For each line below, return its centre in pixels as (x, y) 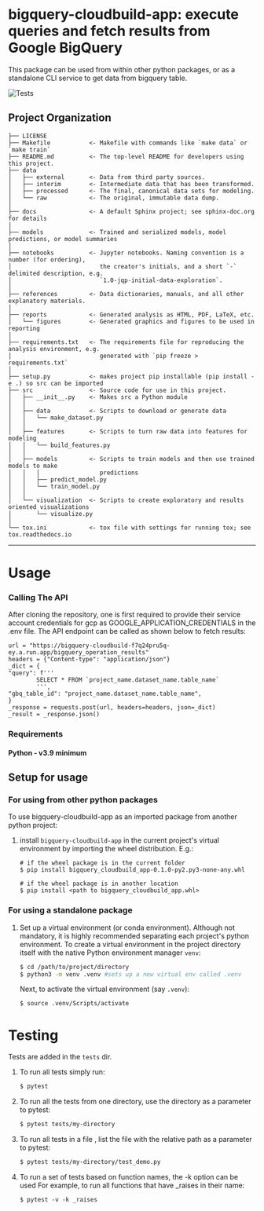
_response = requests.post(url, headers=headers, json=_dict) (112, 708)
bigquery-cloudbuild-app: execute (124, 15)
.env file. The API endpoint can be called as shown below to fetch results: (127, 631)
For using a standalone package (70, 910)
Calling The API (38, 597)
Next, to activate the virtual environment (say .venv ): (104, 989)
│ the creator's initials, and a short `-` (123, 266)
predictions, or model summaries (63, 239)
